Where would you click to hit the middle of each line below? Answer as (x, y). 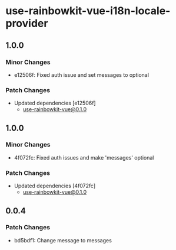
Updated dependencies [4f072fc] (55, 186)
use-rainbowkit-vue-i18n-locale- (88, 11)
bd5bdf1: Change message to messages (63, 240)
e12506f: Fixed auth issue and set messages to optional (82, 74)
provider (27, 23)
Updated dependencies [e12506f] (55, 103)
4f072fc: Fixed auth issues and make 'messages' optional (84, 157)
